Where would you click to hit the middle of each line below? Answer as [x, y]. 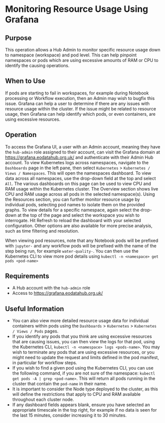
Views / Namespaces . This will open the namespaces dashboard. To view [78, 173]
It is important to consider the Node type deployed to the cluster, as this [85, 389]
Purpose [18, 38]
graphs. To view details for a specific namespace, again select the [72, 210]
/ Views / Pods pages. [35, 331]
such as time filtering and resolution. [42, 231]
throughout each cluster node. [43, 400]
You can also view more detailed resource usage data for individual [80, 321]
